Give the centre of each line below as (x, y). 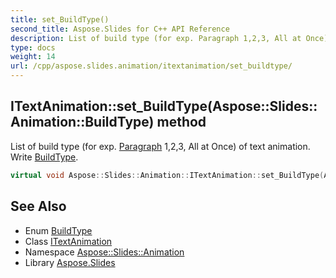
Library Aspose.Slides (70, 262)
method (181, 122)
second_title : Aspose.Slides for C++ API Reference (120, 29)
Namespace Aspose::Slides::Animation (104, 252)
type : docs (33, 47)
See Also (38, 206)
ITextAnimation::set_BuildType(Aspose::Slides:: (164, 106)
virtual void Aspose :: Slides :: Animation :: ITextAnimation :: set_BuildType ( (167, 175)
